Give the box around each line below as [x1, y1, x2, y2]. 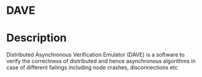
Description [6, 31, 67, 45]
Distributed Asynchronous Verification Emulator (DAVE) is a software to [6, 51, 185, 58]
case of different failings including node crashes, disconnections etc [6, 64, 178, 71]
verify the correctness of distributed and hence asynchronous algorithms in [6, 58, 196, 65]
